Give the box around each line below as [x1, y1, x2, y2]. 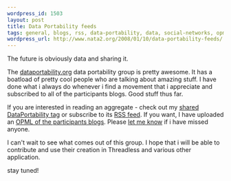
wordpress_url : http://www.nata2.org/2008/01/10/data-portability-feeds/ [7, 36, 223, 43]
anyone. [7, 125, 30, 134]
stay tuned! [7, 167, 39, 175]
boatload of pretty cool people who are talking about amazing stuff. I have [7, 75, 217, 83]
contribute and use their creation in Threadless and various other [7, 146, 191, 154]
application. [7, 153, 41, 162]
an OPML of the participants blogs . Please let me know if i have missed [7, 118, 208, 126]
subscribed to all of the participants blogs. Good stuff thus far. [7, 90, 184, 98]
